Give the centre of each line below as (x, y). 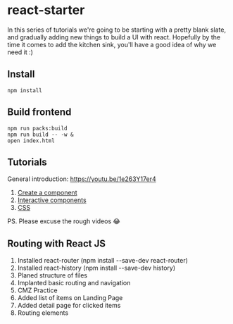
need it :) (20, 52)
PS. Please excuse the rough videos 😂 (64, 221)
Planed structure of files (52, 275)
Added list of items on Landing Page (70, 298)
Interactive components (52, 200)
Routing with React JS (57, 243)
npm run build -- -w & (40, 135)
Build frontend (39, 112)
